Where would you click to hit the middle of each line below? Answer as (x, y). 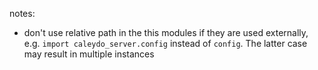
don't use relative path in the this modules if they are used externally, (166, 32)
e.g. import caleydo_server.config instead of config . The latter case (165, 43)
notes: (22, 13)
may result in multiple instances (89, 54)
